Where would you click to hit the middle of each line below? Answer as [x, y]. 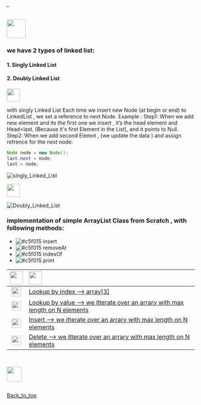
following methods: [35, 228]
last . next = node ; [30, 158]
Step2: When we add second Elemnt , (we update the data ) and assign [94, 135]
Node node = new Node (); [38, 153]
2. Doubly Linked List [33, 78]
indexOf [52, 254]
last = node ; [23, 164]
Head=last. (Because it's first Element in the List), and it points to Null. [93, 129]
